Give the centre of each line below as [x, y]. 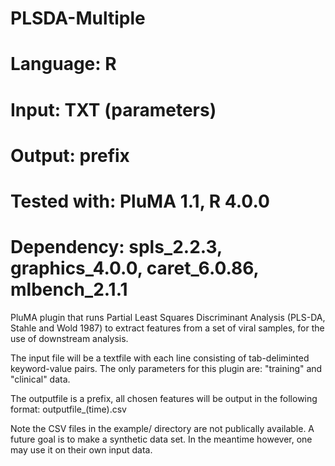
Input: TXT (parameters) [113, 109]
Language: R [63, 64]
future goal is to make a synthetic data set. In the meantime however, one [161, 439]
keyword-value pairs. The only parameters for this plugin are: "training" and [166, 368]
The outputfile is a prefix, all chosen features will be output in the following [164, 398]
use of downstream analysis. [69, 338]
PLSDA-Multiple [78, 18]
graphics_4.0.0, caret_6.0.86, [135, 268]
